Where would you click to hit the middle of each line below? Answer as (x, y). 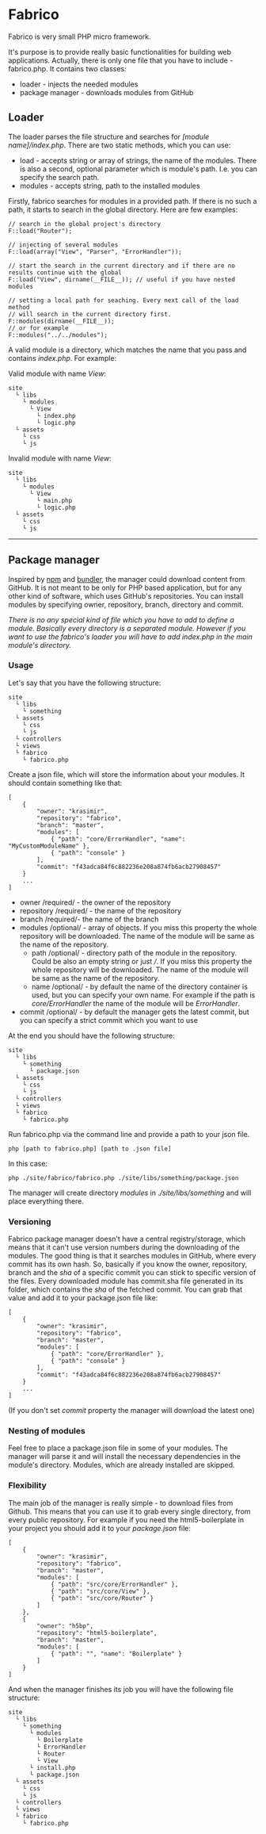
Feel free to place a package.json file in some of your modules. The (118, 1448)
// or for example (38, 328)
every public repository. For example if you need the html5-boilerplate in (126, 1519)
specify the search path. (59, 177)
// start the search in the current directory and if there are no (122, 266)
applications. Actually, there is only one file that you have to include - (121, 60)
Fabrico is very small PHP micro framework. (80, 36)
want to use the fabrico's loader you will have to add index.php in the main (131, 637)
